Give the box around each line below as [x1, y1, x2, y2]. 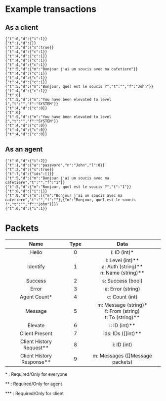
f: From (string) [105, 307, 140, 314]
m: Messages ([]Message [92, 352, 152, 359]
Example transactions [5, 3, 97, 15]
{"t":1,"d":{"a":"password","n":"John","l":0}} [5, 163, 105, 168]
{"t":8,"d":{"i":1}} [5, 188, 48, 194]
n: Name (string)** [100, 269, 145, 276]
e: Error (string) [104, 285, 140, 292]
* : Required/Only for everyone [5, 371, 68, 377]
